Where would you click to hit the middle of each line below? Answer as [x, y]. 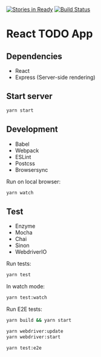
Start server [29, 96]
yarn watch [20, 192]
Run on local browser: [34, 182]
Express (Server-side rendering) [55, 77]
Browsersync [31, 169]
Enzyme [25, 226]
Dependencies [34, 56]
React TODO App [50, 34]
